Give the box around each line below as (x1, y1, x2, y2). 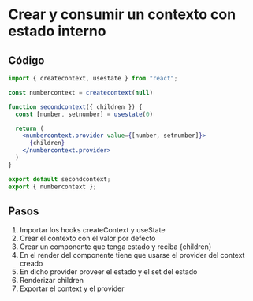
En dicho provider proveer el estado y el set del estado (19, 267, 198, 277)
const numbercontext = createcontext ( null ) (8, 88, 154, 96)
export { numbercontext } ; (8, 183, 97, 191)
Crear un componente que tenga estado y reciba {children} (19, 242, 212, 251)
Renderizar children (19, 276, 84, 285)
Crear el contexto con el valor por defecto (19, 234, 156, 243)
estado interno (8, 22, 106, 40)
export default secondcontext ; (8, 175, 111, 183)
